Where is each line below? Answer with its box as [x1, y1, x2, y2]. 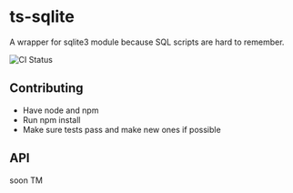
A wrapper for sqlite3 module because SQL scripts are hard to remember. [9, 36, 285, 47]
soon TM [9, 175, 44, 186]
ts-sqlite [9, 6, 75, 27]
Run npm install [22, 114, 81, 125]
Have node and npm [22, 105, 99, 116]
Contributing [9, 80, 84, 96]
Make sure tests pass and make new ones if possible [22, 124, 221, 135]
